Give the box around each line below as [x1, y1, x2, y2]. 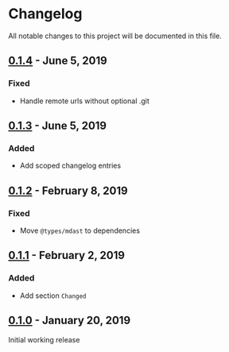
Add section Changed [19, 291, 87, 300]
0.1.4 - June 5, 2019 [8, 54, 107, 68]
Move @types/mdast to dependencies [19, 226, 141, 235]
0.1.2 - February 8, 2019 [8, 184, 129, 197]
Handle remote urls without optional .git [19, 96, 149, 106]
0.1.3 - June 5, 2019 [8, 119, 107, 133]
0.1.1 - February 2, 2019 [8, 249, 126, 262]
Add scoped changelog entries [19, 161, 122, 171]
